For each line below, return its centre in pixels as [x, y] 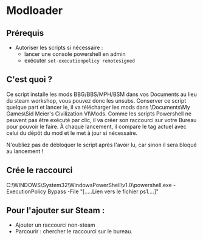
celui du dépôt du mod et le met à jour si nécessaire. [72, 133]
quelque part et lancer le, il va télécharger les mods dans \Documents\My [98, 107]
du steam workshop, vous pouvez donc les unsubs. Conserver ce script [96, 100]
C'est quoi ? [29, 80]
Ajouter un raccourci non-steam [55, 225]
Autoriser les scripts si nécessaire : [59, 47]
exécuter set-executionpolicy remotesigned [80, 60]
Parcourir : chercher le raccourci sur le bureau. [74, 231]
